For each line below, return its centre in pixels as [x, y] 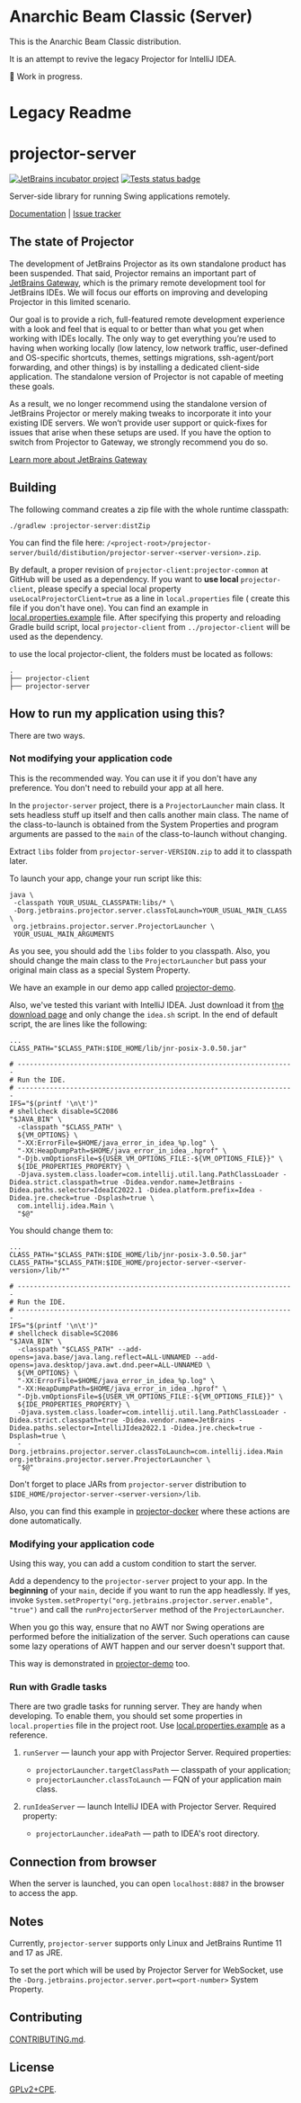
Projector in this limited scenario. [70, 301]
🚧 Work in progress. [46, 76]
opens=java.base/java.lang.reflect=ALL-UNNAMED [100, 1357]
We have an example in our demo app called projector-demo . [123, 987]
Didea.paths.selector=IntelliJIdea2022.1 [88, 1428]
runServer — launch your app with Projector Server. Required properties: [157, 1753]
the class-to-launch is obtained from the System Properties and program [144, 824]
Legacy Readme [71, 113]
